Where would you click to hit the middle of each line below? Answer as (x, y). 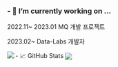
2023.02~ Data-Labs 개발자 (46, 41)
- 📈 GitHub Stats (40, 56)
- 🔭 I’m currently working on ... (59, 11)
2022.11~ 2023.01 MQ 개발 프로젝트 (56, 27)
